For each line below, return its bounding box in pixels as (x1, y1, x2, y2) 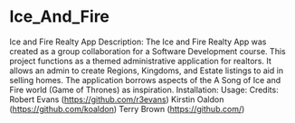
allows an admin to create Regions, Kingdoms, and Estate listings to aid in (9, 65, 283, 76)
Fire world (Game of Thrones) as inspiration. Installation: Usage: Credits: (9, 84, 279, 95)
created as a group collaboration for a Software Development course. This (9, 45, 287, 56)
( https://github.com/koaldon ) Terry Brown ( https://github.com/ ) (9, 103, 245, 114)
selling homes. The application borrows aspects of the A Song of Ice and (9, 74, 281, 85)
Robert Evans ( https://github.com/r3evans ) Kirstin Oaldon (9, 93, 224, 105)
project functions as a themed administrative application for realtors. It (9, 55, 271, 66)
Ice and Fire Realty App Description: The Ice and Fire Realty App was (9, 36, 267, 47)
